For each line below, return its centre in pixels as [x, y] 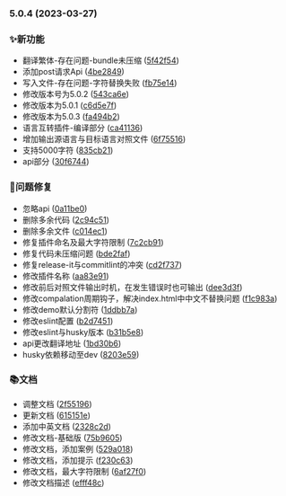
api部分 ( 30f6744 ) [56, 162]
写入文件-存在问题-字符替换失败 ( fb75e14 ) [100, 83]
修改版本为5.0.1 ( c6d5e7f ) [69, 105]
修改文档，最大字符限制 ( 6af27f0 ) [84, 471]
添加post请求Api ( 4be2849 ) [74, 72]
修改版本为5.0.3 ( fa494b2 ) [71, 117]
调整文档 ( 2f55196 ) [57, 403]
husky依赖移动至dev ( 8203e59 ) [81, 354]
